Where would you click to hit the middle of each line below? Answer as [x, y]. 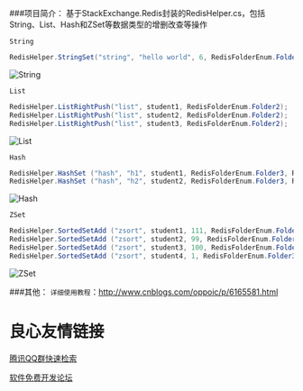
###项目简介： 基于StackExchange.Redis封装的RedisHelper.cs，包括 [138, 13]
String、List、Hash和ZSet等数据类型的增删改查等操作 [108, 24]
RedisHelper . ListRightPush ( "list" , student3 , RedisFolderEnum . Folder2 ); [149, 123]
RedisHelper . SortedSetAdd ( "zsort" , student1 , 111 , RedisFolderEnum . [143, 231]
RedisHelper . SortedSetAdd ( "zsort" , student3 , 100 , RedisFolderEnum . [143, 248]
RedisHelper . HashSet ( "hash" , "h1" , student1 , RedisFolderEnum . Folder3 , [149, 173]
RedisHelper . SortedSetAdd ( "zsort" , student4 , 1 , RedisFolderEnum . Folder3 [153, 256]
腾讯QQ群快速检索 [43, 358]
